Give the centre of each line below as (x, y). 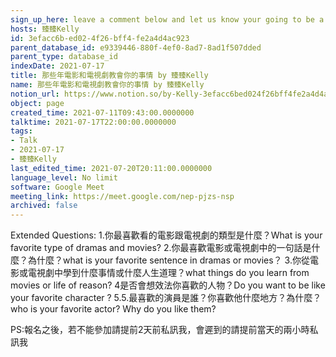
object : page (37, 103)
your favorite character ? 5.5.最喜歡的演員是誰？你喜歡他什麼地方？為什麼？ (166, 298)
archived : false (44, 206)
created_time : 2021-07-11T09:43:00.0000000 (102, 112)
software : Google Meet (57, 187)
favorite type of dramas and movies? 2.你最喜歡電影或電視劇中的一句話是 (161, 248)
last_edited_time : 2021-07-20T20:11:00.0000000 (111, 168)
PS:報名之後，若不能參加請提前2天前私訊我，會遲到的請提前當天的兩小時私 (164, 330)
